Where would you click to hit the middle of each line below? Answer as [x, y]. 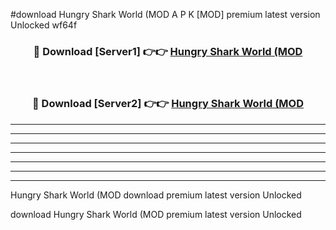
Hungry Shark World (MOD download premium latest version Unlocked [156, 195]
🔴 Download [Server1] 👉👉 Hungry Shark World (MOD [168, 51]
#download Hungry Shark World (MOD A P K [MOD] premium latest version [165, 14]
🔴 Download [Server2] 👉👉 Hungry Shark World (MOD [168, 104]
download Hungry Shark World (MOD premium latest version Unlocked [156, 214]
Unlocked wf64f [44, 25]
